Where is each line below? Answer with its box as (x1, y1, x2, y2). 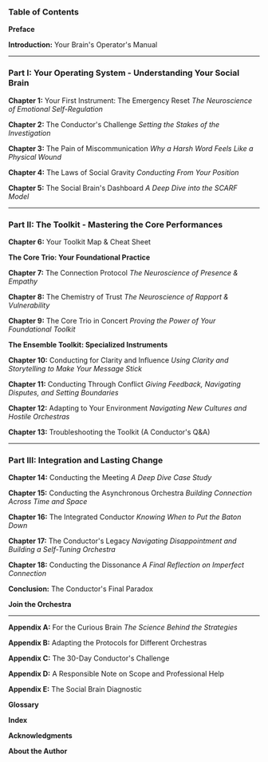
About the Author (8, 746, 68, 756)
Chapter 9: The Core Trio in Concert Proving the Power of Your (8, 316, 216, 325)
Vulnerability (8, 300, 50, 310)
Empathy (8, 276, 38, 286)
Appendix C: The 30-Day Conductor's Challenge (8, 653, 170, 663)
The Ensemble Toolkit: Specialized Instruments (8, 339, 168, 349)
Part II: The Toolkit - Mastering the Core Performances (8, 219, 223, 230)
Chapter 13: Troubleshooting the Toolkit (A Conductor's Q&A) (8, 427, 211, 437)
